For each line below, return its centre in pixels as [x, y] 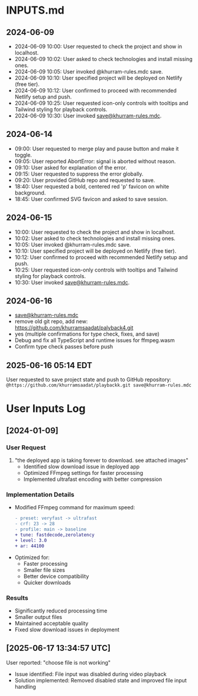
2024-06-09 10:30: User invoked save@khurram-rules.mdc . [88, 116]
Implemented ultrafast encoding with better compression [93, 479]
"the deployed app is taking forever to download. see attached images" [101, 461]
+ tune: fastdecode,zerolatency [54, 535]
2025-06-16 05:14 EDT [49, 365]
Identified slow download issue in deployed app [82, 467]
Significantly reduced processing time [61, 611]
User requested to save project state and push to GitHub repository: [89, 379]
